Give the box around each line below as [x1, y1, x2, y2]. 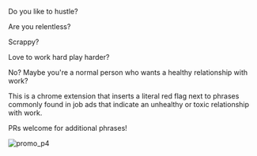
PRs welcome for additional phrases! [8, 124, 128, 132]
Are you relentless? [8, 22, 71, 31]
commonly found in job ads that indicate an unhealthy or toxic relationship [8, 100, 250, 109]
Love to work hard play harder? [8, 53, 110, 61]
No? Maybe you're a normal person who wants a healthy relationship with [8, 68, 248, 77]
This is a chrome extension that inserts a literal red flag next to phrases [8, 91, 240, 101]
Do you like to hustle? [8, 7, 78, 16]
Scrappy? [8, 37, 40, 46]
